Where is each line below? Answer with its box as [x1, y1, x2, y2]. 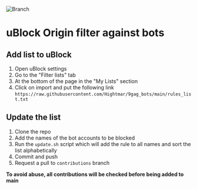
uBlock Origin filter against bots [6, 26, 165, 39]
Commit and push [14, 153, 58, 160]
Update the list [6, 112, 61, 122]
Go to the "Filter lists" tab [14, 71, 76, 78]
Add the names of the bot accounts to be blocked [14, 134, 135, 141]
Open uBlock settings [14, 65, 67, 72]
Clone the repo [14, 128, 51, 135]
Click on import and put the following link [14, 84, 115, 91]
